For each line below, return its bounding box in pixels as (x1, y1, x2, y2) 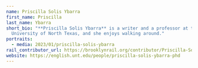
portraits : (6, 36, 33, 42)
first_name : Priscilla (6, 14, 62, 20)
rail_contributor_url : (6, 47, 62, 53)
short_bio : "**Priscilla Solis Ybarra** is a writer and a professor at (6, 25, 189, 31)
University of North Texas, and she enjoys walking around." (11, 31, 165, 37)
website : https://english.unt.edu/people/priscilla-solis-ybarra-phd (6, 53, 181, 59)
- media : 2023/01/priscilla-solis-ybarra (11, 42, 115, 48)
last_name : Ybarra (6, 20, 51, 25)
